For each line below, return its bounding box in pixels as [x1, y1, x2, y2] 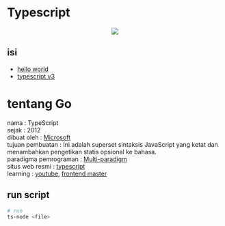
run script [7, 189, 50, 201]
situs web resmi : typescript [7, 162, 85, 170]
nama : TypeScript [7, 118, 59, 127]
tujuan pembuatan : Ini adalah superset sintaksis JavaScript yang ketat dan [7, 140, 219, 148]
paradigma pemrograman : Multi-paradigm [7, 155, 128, 163]
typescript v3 [16, 72, 55, 80]
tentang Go [7, 96, 72, 111]
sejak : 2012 [7, 126, 41, 134]
